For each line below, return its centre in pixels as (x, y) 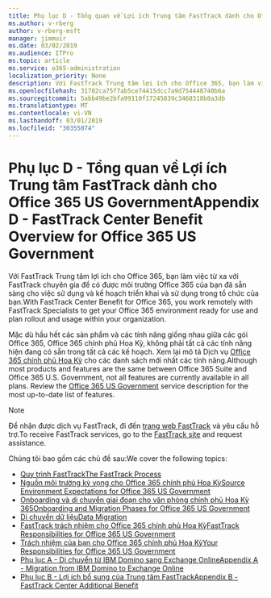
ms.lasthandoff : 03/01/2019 (56, 121)
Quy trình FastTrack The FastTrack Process (91, 474)
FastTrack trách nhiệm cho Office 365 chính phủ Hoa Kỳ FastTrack (129, 525)
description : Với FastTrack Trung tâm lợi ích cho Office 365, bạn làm (131, 83)
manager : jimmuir (38, 38)
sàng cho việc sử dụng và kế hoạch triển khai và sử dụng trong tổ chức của (134, 293)
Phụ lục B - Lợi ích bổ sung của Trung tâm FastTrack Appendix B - (129, 576)
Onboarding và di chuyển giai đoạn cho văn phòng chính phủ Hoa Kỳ (135, 500)
